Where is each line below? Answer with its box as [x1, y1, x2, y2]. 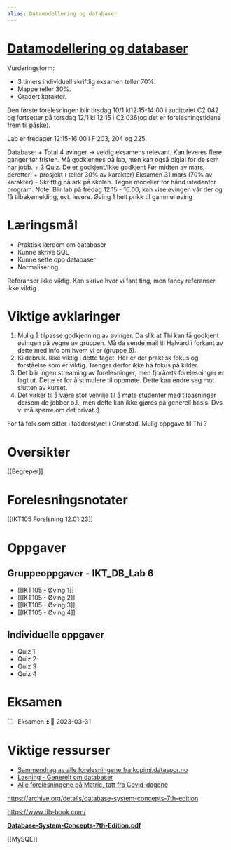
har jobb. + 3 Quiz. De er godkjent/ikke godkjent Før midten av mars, [7, 163, 205, 171]
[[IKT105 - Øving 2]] [17, 593, 76, 602]
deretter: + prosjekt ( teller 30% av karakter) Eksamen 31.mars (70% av [7, 170, 213, 179]
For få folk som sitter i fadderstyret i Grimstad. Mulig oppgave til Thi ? [7, 419, 208, 428]
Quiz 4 [17, 670, 37, 678]
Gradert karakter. [17, 92, 67, 100]
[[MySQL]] [7, 835, 38, 844]
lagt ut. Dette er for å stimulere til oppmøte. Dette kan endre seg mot [17, 376, 215, 384]
